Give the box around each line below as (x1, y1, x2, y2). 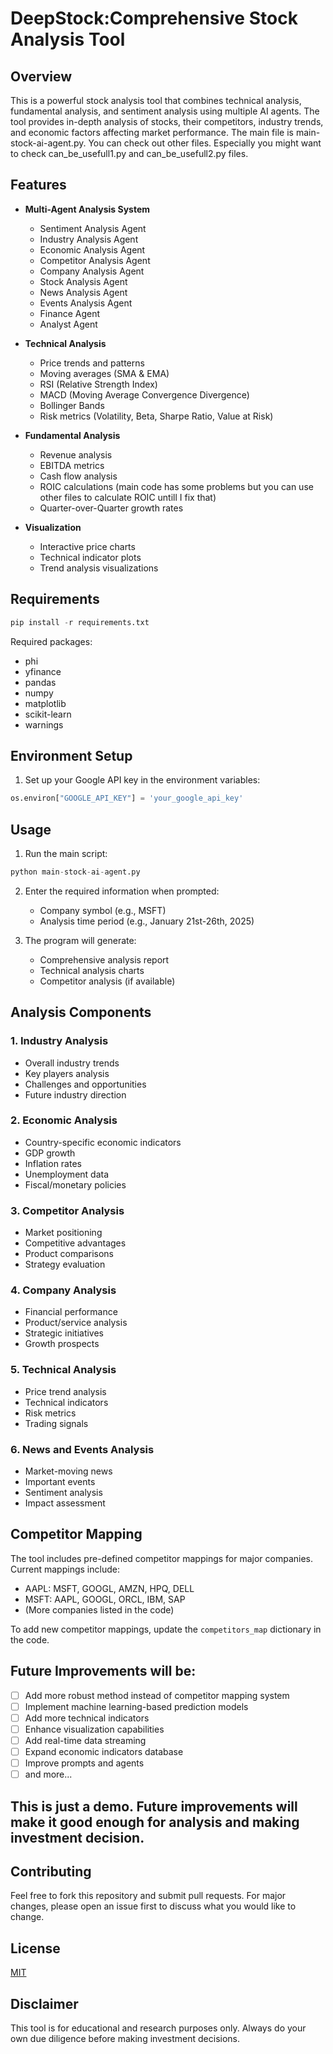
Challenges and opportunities (24, 1078, 147, 1090)
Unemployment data (24, 1168, 110, 1180)
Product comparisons (24, 1248, 115, 1260)
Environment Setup (10, 747, 133, 764)
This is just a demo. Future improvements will (10, 1798, 298, 1815)
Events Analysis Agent (39, 297, 133, 309)
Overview (10, 68, 73, 85)
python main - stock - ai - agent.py (10, 867, 141, 877)
